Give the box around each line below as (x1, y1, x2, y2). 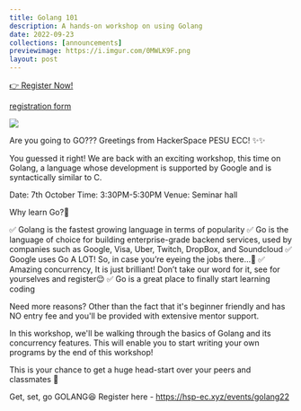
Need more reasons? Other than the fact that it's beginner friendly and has (9, 302, 286, 311)
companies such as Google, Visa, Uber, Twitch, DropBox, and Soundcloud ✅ (9, 244, 292, 254)
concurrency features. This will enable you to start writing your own (9, 337, 260, 348)
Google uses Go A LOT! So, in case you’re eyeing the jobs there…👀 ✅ (9, 254, 265, 265)
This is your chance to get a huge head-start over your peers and (9, 364, 252, 375)
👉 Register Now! (9, 80, 74, 91)
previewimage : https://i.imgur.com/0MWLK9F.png (9, 47, 191, 56)
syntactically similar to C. (9, 172, 102, 182)
